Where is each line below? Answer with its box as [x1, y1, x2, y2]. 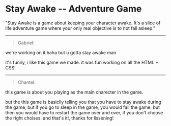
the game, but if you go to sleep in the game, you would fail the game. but [5, 104, 160, 110]
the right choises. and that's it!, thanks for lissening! [5, 115, 114, 121]
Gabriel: [17, 39, 35, 46]
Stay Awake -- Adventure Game [5, 3, 142, 15]
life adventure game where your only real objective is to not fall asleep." [5, 25, 156, 31]
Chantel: [17, 79, 36, 85]
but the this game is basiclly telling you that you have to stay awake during [5, 99, 161, 105]
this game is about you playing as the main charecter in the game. [5, 89, 144, 95]
